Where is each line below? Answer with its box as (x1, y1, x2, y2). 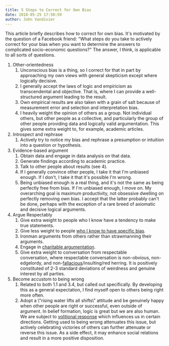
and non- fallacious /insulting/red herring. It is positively (43, 260, 157, 266)
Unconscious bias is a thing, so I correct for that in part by (20, 67, 141, 73)
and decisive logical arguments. (20, 206, 87, 212)
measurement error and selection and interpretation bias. (20, 104, 139, 111)
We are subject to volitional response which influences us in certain (20, 314, 160, 320)
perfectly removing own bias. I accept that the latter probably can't (20, 196, 159, 202)
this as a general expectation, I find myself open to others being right (20, 287, 164, 293)
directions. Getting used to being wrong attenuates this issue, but (20, 319, 156, 325)
